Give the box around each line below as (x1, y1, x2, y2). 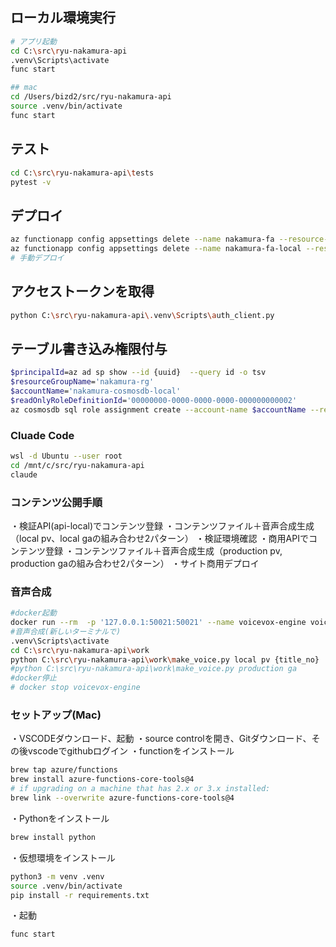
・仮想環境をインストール (10, 851, 116, 863)
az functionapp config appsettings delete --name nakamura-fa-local (10, 244, 302, 254)
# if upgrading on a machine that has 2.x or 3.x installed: (10, 784, 271, 794)
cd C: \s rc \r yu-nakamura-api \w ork (10, 645, 150, 655)
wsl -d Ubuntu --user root (10, 451, 123, 461)
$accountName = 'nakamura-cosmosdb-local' (10, 386, 182, 397)
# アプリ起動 (10, 36, 57, 47)
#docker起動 (10, 608, 57, 618)
